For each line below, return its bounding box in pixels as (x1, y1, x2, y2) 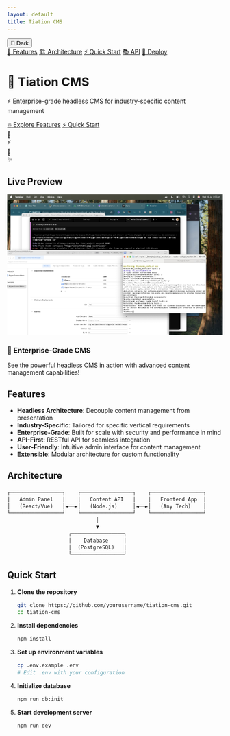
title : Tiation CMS (7, 18, 63, 25)
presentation (16, 414, 53, 422)
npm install (16, 635, 51, 643)
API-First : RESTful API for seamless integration (16, 436, 151, 444)
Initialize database (16, 681, 71, 689)
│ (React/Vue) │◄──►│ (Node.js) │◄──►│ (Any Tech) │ (7, 503, 207, 510)
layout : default (7, 11, 53, 18)
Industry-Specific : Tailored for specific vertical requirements (16, 420, 190, 429)
